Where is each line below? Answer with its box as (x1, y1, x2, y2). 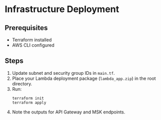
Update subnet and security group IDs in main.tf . (12, 70, 115, 76)
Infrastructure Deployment (5, 4, 120, 15)
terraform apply (12, 100, 46, 105)
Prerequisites (5, 24, 48, 32)
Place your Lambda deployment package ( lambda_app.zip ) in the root (12, 75, 156, 81)
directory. (12, 80, 32, 86)
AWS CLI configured (12, 42, 55, 48)
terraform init (12, 95, 44, 101)
